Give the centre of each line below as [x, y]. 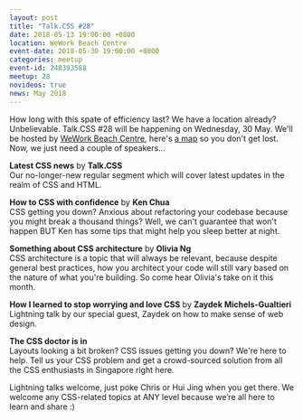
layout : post [34, 18]
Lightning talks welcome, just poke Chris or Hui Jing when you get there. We [152, 387]
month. [23, 286]
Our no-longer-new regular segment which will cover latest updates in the [147, 175]
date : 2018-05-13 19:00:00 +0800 [72, 34]
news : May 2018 [38, 93]
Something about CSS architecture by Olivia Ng [100, 248]
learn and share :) [42, 406]
